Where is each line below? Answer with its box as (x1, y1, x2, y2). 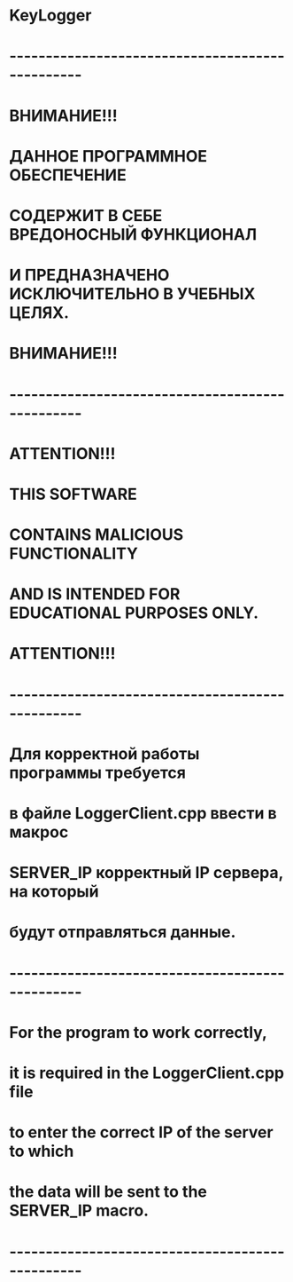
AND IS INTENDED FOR (9, 584, 181, 605)
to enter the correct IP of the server (9, 1122, 274, 1143)
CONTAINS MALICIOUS (9, 525, 184, 545)
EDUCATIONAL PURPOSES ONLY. (9, 603, 259, 623)
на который (9, 882, 99, 902)
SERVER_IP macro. (9, 1200, 149, 1221)
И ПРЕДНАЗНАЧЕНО (9, 265, 170, 285)
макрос (9, 822, 69, 842)
